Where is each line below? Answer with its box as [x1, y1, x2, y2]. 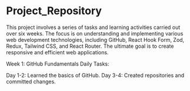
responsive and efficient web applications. [6, 48, 109, 56]
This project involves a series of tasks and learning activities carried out [6, 24, 181, 31]
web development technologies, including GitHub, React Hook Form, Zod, [6, 36, 185, 43]
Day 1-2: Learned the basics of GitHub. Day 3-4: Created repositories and [6, 71, 185, 79]
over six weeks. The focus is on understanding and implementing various [6, 30, 184, 37]
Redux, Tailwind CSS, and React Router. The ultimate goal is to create [6, 43, 174, 50]
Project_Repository [6, 4, 102, 18]
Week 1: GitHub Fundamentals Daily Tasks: [6, 60, 109, 67]
